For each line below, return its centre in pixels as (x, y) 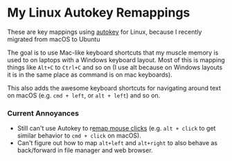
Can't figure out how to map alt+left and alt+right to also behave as (117, 143)
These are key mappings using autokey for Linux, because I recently (105, 32)
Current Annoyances (43, 113)
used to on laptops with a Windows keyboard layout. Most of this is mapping (116, 59)
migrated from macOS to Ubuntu (54, 39)
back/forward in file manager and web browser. (85, 151)
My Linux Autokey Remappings (99, 13)
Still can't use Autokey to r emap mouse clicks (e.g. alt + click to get (116, 129)
